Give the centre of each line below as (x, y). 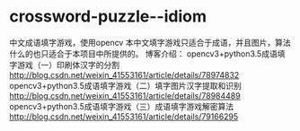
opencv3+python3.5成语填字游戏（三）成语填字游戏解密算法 (122, 106)
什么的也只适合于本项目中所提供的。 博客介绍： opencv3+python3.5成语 (144, 53)
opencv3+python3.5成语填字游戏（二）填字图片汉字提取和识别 (126, 85)
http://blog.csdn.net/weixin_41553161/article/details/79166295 (124, 116)
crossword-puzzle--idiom (108, 17)
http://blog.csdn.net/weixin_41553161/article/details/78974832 (124, 74)
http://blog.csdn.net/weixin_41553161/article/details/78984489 (125, 95)
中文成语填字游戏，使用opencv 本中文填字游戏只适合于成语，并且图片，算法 (150, 42)
